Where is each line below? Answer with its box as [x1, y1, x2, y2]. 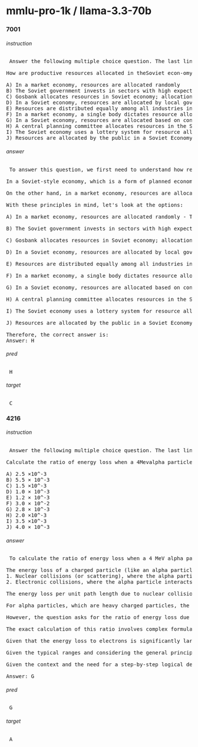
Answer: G [6, 673, 34, 680]
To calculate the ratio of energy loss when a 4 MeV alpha [9, 555, 184, 562]
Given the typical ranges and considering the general [6, 650, 168, 656]
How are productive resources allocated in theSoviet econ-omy [6, 70, 193, 77]
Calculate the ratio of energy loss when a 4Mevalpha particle [6, 459, 193, 466]
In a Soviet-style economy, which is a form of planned [6, 178, 171, 185]
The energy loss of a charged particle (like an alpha [6, 567, 168, 574]
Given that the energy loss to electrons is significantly [6, 638, 181, 644]
